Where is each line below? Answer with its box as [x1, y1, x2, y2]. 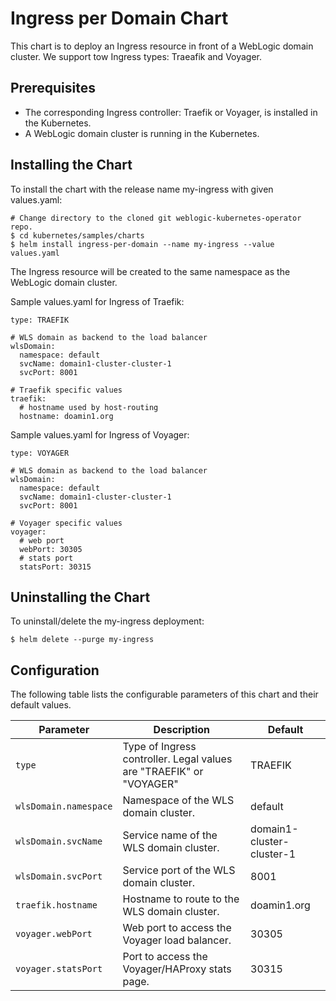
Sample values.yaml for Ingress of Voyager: [10, 428, 190, 441]
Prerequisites [10, 80, 96, 97]
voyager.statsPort [15, 963, 103, 975]
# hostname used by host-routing [19, 402, 159, 412]
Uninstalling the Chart [10, 588, 151, 606]
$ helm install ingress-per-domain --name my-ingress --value [10, 239, 275, 249]
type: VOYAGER [10, 448, 70, 458]
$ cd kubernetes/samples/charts [10, 230, 145, 241]
